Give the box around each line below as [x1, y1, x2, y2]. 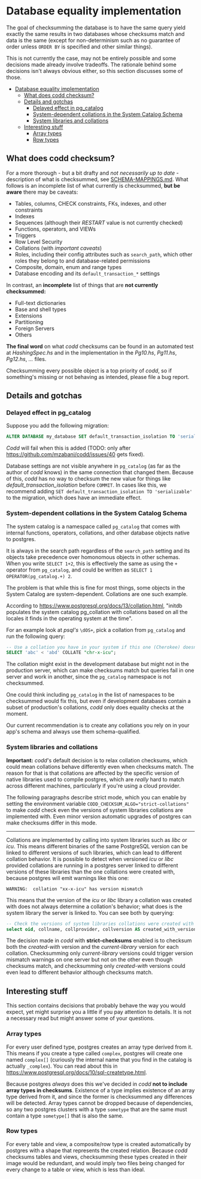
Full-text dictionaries [14, 299, 66, 306]
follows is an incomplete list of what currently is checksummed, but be [6, 182, 181, 189]
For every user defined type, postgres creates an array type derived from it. [6, 1043, 193, 1050]
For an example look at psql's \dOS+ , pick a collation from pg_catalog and [6, 626, 185, 633]
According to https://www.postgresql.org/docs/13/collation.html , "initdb [6, 602, 182, 609]
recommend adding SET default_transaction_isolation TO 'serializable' [6, 488, 193, 495]
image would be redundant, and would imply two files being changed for [6, 1159, 185, 1166]
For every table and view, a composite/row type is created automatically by [6, 1140, 191, 1147]
